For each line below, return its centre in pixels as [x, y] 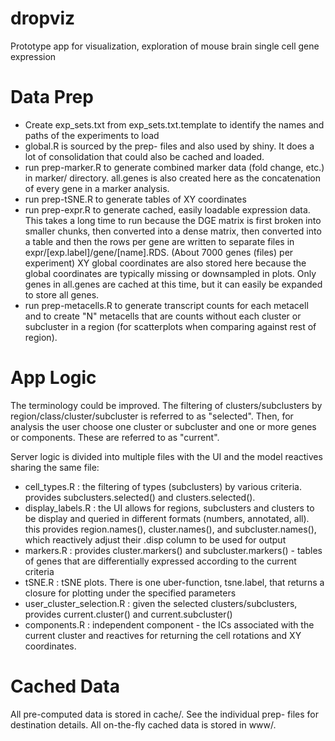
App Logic [53, 378]
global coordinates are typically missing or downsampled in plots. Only [170, 273]
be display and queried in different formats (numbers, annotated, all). [167, 518]
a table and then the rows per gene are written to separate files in [159, 241]
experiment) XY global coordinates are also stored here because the [165, 263]
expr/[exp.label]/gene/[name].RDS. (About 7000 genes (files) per [159, 252]
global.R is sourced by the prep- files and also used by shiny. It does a [169, 146]
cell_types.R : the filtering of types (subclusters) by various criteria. [163, 486]
